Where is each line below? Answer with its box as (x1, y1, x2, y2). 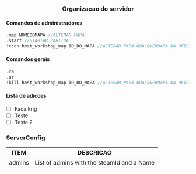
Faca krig (14, 105, 37, 112)
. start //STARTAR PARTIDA (6, 37, 69, 43)
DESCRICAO (78, 149, 112, 157)
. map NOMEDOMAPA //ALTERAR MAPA (6, 32, 85, 38)
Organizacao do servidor (62, 5, 134, 13)
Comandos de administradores (6, 19, 83, 26)
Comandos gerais (6, 56, 50, 63)
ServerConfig (6, 134, 45, 142)
